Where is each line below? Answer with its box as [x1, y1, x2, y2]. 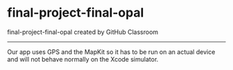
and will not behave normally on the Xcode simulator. [7, 55, 159, 63]
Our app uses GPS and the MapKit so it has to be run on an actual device [7, 47, 216, 56]
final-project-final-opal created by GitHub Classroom [7, 28, 159, 36]
